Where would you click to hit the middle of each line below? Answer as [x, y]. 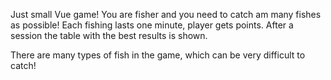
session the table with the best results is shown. [109, 35]
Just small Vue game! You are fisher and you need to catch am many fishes [166, 14]
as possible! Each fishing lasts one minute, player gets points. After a [152, 25]
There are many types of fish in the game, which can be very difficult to [158, 55]
